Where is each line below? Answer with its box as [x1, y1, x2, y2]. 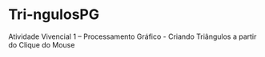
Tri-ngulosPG [8, 6, 100, 24]
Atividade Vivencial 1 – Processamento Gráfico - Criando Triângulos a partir [8, 32, 257, 41]
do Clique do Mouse [8, 40, 75, 49]
